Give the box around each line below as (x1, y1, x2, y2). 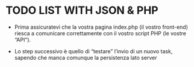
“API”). (14, 36, 31, 43)
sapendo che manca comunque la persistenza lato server (14, 54, 157, 61)
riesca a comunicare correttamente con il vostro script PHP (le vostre (14, 29, 186, 36)
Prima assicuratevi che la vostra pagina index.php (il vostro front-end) (14, 23, 188, 31)
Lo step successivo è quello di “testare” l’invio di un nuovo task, (14, 47, 173, 54)
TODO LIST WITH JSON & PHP (5, 4, 158, 17)
